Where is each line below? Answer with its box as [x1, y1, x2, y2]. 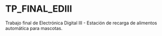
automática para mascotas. [5, 25, 63, 31]
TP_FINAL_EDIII [5, 3, 73, 15]
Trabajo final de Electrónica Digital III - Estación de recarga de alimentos [5, 20, 157, 26]
